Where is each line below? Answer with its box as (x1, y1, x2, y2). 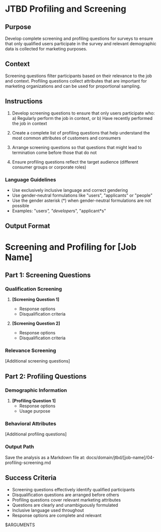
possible (12, 202, 30, 208)
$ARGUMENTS (5, 522, 35, 528)
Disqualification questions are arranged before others (12, 492, 119, 498)
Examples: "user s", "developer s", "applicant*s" (12, 208, 106, 214)
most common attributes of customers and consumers (12, 135, 121, 141)
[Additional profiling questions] (5, 431, 67, 437)
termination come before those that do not (12, 150, 97, 155)
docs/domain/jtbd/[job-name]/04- (86, 454, 155, 460)
